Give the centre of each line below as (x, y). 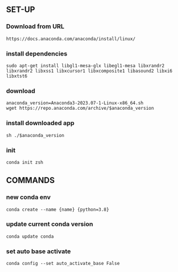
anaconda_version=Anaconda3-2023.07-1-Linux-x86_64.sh (75, 103)
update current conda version (50, 224)
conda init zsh (25, 162)
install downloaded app (40, 123)
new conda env (29, 197)
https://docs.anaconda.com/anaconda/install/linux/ (71, 39)
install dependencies (37, 54)
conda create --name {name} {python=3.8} (58, 209)
